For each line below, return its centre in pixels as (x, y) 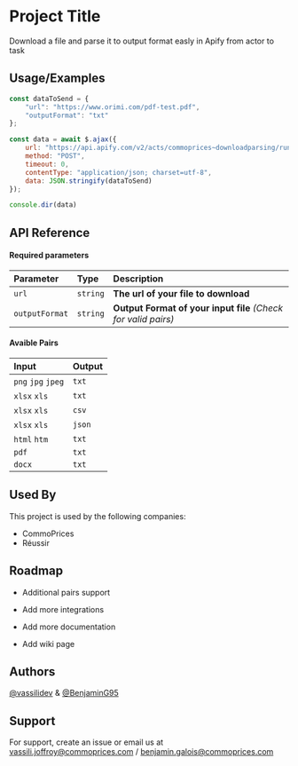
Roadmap (36, 571)
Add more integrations (63, 609)
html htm (31, 440)
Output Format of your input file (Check (198, 308)
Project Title (55, 16)
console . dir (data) (43, 205)
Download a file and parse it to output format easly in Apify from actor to (142, 41)
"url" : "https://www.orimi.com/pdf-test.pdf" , (113, 107)
